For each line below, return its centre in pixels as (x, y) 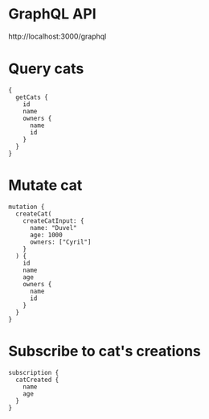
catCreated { (37, 380)
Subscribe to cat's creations (104, 351)
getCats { (32, 97)
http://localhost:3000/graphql (57, 36)
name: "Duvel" (53, 228)
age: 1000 (46, 235)
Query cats (46, 69)
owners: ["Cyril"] (60, 242)
